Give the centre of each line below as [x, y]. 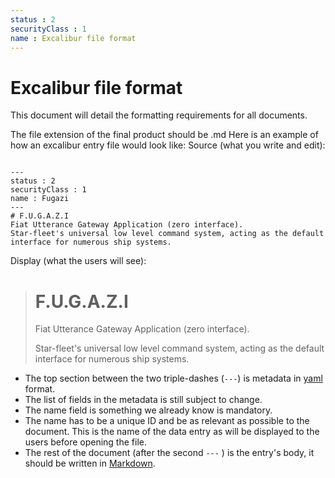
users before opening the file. [85, 442]
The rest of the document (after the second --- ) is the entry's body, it [169, 453]
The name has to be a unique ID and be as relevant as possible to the [167, 421]
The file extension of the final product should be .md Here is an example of [164, 135]
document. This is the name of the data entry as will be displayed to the [172, 432]
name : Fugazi [40, 199]
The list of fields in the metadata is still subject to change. [143, 400]
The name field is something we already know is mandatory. [148, 410]
